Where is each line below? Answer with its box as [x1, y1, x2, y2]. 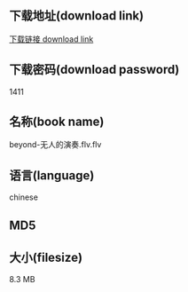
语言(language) [9, 168, 95, 183]
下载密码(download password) [9, 62, 180, 77]
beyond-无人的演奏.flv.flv [9, 139, 102, 150]
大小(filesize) [9, 250, 82, 265]
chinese [9, 192, 38, 202]
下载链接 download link [9, 34, 94, 44]
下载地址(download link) [9, 8, 145, 24]
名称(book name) [9, 114, 105, 130]
